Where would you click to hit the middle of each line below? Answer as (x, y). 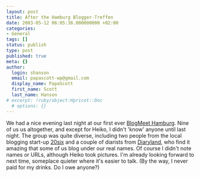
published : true (26, 56)
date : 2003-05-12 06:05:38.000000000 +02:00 (62, 23)
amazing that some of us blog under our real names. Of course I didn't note (99, 148)
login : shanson (30, 73)
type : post (20, 51)
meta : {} (17, 61)
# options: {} (29, 106)
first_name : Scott (35, 89)
